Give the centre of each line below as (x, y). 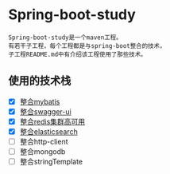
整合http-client (44, 142)
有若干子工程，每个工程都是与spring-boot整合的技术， (87, 45)
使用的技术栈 (40, 81)
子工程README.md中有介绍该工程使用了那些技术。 (77, 54)
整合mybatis (40, 101)
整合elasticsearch (48, 131)
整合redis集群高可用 (52, 121)
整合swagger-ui (45, 111)
